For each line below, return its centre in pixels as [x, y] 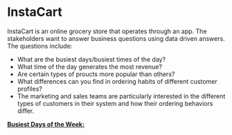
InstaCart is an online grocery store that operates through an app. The [107, 31]
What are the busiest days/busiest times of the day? [91, 59]
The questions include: [40, 46]
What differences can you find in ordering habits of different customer [117, 81]
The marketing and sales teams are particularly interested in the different [121, 96]
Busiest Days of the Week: [46, 124]
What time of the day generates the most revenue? [90, 66]
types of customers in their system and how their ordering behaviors [115, 103]
